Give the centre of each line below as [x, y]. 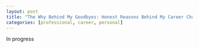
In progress [20, 39]
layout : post [22, 11]
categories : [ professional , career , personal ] [65, 22]
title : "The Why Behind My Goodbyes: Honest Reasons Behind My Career [95, 17]
